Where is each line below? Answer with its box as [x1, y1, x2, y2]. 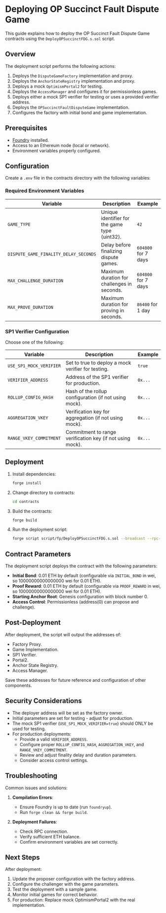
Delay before [101, 241, 131, 248]
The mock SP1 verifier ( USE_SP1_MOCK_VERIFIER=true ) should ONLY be [12, 720, 153, 726]
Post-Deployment [5, 618, 61, 627]
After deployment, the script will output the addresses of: [5, 631, 122, 637]
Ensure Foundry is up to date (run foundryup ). [19, 804, 112, 810]
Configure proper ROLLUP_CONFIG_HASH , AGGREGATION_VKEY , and [19, 741, 144, 747]
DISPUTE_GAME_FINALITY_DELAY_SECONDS [7, 251, 96, 257]
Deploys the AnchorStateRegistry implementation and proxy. [12, 78, 136, 84]
